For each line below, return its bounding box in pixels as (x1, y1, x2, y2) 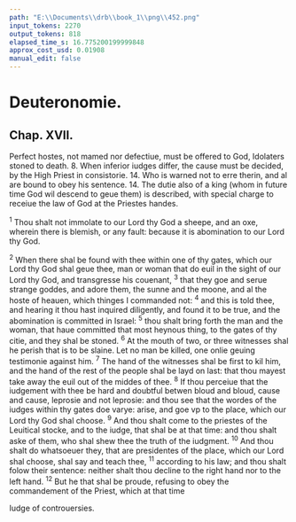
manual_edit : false (9, 54, 82, 63)
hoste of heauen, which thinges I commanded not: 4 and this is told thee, (9, 293, 275, 306)
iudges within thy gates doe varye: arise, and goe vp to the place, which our (9, 404, 286, 415)
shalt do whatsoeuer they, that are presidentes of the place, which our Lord (9, 445, 284, 456)
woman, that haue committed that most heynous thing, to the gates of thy (9, 324, 277, 335)
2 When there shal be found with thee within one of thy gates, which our (9, 253, 272, 265)
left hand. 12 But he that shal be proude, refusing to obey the (9, 475, 230, 487)
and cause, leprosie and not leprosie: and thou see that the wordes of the (9, 395, 277, 406)
